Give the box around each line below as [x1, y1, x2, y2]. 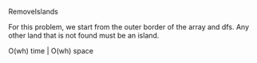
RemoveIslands [8, 7, 58, 16]
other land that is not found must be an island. [8, 31, 160, 40]
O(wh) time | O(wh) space [8, 46, 94, 55]
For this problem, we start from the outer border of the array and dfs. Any [8, 22, 250, 31]
